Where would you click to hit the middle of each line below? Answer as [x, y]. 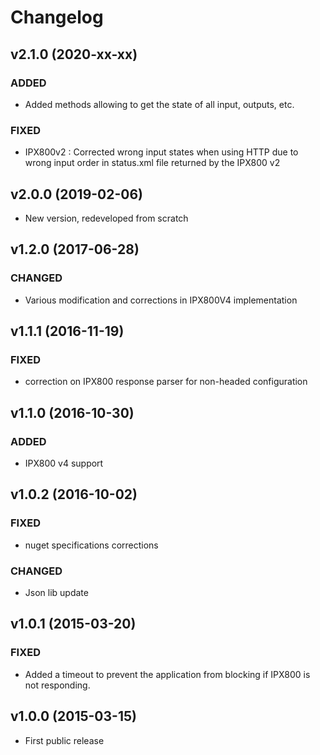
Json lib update [56, 593]
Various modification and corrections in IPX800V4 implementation [161, 300]
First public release [64, 740]
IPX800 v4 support [64, 463]
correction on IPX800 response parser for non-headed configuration [166, 382]
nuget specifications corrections [91, 545]
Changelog [57, 17]
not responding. [57, 685]
